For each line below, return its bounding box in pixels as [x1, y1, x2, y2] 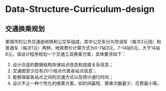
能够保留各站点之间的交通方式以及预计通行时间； [12, 74, 113, 80]
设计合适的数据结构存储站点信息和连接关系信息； [12, 62, 113, 68]
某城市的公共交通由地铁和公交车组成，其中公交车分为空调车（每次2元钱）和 [5, 39, 161, 44]
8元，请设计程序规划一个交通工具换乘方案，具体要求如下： [5, 51, 126, 57]
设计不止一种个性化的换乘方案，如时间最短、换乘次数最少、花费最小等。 [12, 81, 161, 86]
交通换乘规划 [5, 24, 45, 33]
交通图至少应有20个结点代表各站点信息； [12, 68, 97, 74]
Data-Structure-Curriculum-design [5, 3, 155, 15]
